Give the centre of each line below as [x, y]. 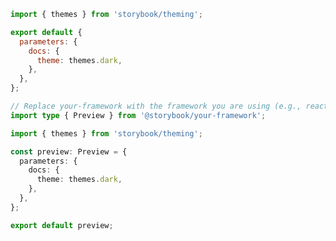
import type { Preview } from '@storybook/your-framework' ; [138, 115]
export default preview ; [62, 225]
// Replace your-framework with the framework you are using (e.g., [156, 106]
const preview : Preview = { [69, 151]
